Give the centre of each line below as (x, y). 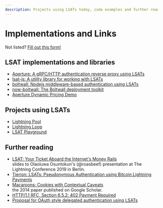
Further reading (29, 147)
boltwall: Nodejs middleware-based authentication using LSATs (75, 84)
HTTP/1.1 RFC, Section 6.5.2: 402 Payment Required (64, 195)
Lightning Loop (27, 127)
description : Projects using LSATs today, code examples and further (77, 9)
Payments (22, 180)
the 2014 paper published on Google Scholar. (57, 190)
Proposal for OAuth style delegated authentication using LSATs (75, 200)
